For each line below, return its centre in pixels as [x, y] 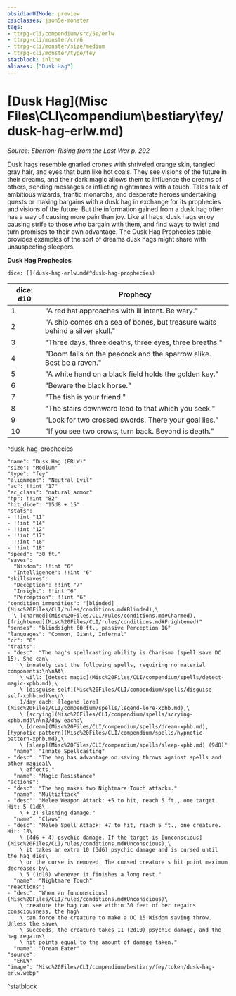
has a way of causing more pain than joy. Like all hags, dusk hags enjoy [111, 216]
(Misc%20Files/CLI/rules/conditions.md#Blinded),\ [83, 609]
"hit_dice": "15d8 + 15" [44, 504]
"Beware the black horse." [88, 385]
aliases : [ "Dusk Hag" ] [40, 66]
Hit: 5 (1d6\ [26, 807]
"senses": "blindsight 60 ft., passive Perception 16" [89, 628]
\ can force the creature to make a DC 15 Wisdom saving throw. [116, 917]
